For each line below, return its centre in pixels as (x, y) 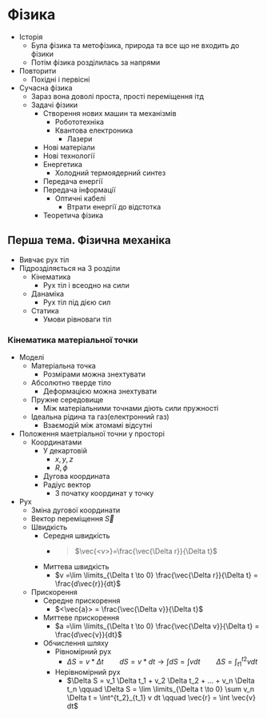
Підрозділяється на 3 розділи (70, 268)
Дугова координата (76, 477)
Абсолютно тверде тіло (71, 383)
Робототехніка (80, 122)
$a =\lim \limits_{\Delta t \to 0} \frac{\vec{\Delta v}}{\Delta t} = (157, 626)
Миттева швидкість (76, 567)
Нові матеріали (69, 147)
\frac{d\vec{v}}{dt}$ (88, 635)
